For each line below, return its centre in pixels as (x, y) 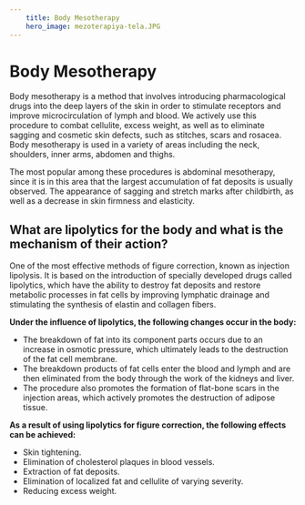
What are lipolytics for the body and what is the (147, 230)
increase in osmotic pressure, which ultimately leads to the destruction (155, 349)
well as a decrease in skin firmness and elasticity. (102, 201)
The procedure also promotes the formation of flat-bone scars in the (151, 389)
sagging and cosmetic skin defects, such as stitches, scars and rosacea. (146, 135)
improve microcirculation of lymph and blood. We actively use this (133, 116)
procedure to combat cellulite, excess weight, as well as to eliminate (137, 126)
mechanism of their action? (89, 243)
